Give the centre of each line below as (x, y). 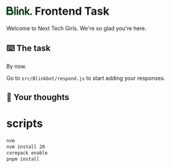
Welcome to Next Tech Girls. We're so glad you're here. (77, 28)
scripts (25, 124)
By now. (16, 66)
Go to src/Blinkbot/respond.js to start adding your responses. (86, 78)
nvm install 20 (26, 147)
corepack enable (27, 153)
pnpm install (23, 159)
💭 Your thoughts (38, 97)
